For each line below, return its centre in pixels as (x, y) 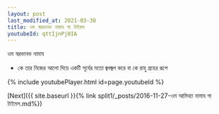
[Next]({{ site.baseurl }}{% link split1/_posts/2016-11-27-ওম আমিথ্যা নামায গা (109, 96)
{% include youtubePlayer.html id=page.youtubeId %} (86, 82)
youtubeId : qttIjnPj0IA (42, 34)
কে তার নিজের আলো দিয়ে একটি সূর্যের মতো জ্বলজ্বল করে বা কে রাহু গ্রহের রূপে (93, 68)
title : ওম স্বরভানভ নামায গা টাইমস (46, 27)
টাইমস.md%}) (25, 104)
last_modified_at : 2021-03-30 (52, 21)
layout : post (26, 14)
